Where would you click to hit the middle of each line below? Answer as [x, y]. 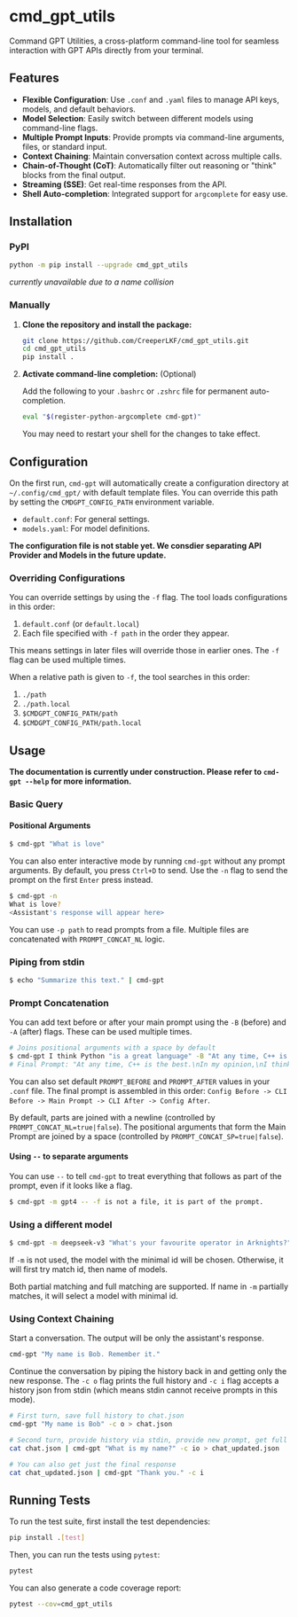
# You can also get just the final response [93, 1465]
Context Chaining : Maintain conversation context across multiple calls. [152, 156]
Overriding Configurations [67, 578]
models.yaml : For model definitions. [86, 528]
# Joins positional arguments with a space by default [113, 1048]
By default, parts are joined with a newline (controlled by [112, 1117]
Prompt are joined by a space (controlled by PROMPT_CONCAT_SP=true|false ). [146, 1136]
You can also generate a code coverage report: [95, 1588]
